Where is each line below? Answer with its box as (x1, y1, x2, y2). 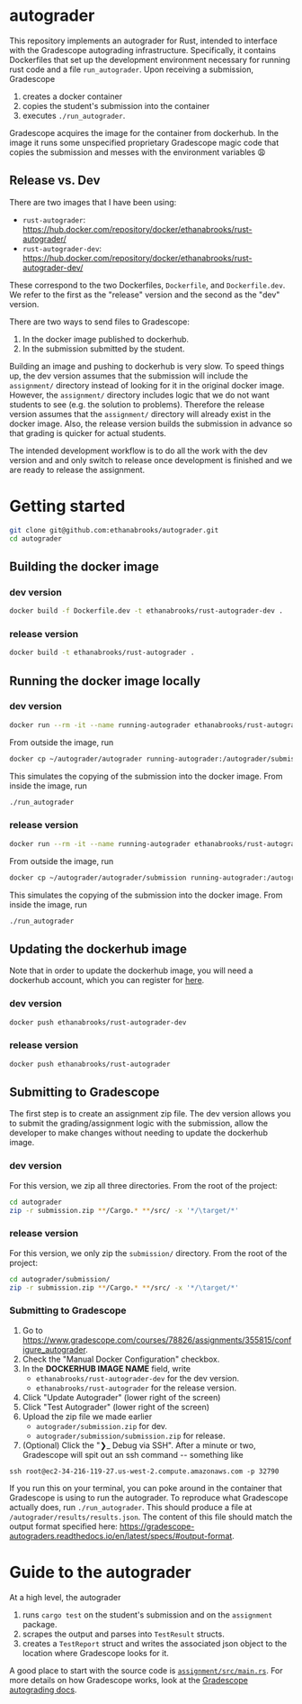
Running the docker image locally (9, 673, 200, 688)
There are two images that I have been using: (9, 196, 177, 207)
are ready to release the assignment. (9, 464, 146, 475)
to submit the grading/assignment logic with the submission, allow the (9, 1118, 269, 1129)
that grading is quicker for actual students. (9, 427, 166, 438)
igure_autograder (22, 1344, 86, 1354)
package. (22, 1618, 58, 1629)
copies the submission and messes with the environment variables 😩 (9, 146, 267, 158)
